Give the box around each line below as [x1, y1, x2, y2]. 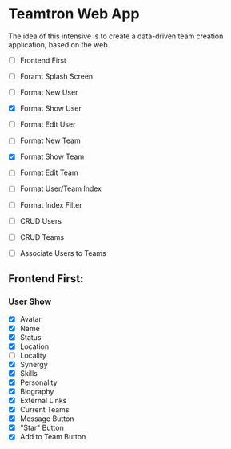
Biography [19, 386, 54, 396]
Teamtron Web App [8, 5, 140, 23]
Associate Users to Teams [19, 248, 106, 257]
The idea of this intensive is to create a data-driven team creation [8, 31, 224, 41]
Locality [19, 350, 46, 360]
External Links [19, 396, 67, 405]
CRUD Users [19, 216, 62, 225]
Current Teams [19, 405, 70, 415]
